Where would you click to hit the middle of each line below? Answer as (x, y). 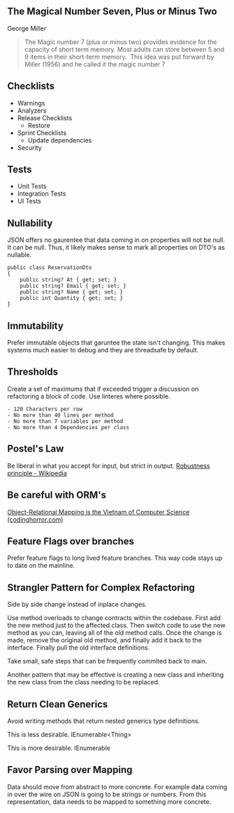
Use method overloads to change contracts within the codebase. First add (114, 618)
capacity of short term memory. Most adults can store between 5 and (124, 49)
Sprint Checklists (42, 133)
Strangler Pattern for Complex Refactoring (101, 588)
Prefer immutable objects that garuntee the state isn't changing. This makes (116, 343)
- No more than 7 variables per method (65, 421)
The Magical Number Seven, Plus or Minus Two (112, 12)
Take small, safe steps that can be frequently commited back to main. (107, 661)
